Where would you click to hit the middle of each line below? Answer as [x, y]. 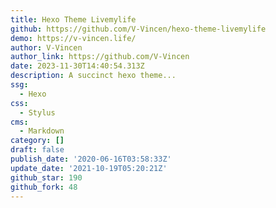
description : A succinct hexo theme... [93, 76]
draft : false [37, 150]
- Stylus [37, 112]
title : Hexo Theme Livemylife [73, 19]
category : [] [37, 141]
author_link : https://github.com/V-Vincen [100, 57]
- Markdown [42, 131]
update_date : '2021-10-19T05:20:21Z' [89, 168]
